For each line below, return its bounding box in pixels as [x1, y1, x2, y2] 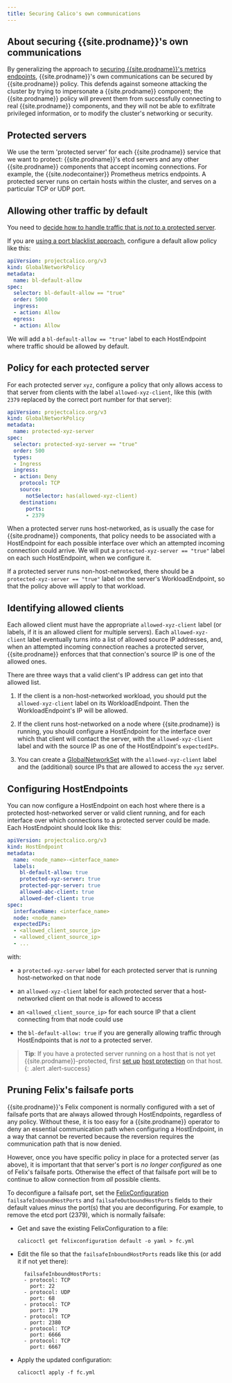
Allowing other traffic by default [7, 205, 148, 217]
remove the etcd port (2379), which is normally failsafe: [7, 1210, 166, 1219]
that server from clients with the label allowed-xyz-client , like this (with [7, 388, 213, 396]
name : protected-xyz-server [13, 428, 95, 435]
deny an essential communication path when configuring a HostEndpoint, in [7, 1125, 224, 1133]
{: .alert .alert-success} [24, 1064, 91, 1072]
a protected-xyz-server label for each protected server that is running [17, 966, 217, 974]
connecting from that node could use [17, 1015, 123, 1024]
